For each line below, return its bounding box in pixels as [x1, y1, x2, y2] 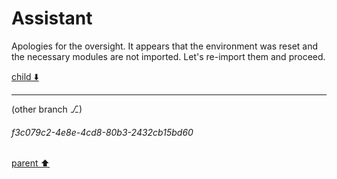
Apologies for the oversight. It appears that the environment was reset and [11, 40, 319, 52]
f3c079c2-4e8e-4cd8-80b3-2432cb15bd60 [11, 126, 194, 138]
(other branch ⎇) [11, 103, 83, 115]
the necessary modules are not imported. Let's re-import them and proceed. [11, 50, 326, 62]
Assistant [11, 7, 93, 30]
